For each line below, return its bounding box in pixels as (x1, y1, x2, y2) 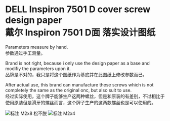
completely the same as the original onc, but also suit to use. (5, 87, 132, 93)
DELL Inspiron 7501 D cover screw (5, 4, 151, 15)
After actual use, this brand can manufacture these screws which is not (5, 81, 154, 87)
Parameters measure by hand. (5, 44, 68, 50)
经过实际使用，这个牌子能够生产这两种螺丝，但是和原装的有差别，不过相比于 (5, 93, 165, 99)
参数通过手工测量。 (5, 50, 46, 56)
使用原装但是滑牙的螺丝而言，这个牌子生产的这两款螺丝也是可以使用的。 (5, 99, 156, 105)
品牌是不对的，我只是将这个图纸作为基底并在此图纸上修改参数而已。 (5, 71, 147, 77)
